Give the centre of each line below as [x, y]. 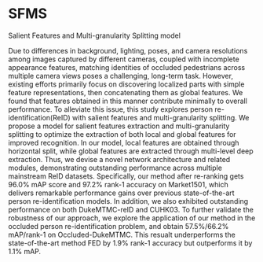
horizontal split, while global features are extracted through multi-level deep [131, 151]
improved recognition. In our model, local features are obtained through [124, 142]
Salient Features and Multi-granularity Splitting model [94, 35]
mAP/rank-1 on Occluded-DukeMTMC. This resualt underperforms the [122, 234]
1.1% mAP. [25, 251]
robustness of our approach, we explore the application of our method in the [132, 218]
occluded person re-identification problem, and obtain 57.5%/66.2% [119, 226]
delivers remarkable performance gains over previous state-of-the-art [121, 193]
